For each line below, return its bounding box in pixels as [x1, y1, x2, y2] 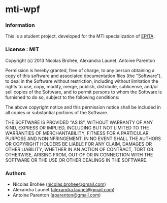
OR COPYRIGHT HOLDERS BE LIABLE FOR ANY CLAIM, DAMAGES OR [5, 141, 152, 147]
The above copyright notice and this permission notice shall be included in [5, 104, 161, 110]
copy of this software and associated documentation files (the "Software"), [5, 73, 162, 79]
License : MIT [5, 46, 40, 53]
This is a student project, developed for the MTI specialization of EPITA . [5, 33, 155, 39]
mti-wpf [5, 4, 41, 15]
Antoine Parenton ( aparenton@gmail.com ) [12, 192, 101, 198]
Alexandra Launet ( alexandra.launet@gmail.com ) [12, 187, 115, 193]
